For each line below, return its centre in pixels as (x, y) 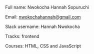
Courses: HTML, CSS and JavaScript (43, 46)
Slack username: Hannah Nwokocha (42, 26)
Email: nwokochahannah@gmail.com (43, 17)
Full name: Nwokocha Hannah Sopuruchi (47, 7)
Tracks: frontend (22, 36)
